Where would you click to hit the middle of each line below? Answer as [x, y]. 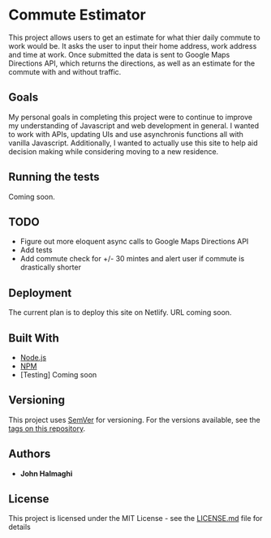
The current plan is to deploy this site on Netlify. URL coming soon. [120, 312]
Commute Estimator [77, 15]
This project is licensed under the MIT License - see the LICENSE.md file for [135, 519]
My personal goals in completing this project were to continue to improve [131, 117]
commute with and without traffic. [65, 71]
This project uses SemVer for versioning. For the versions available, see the [135, 420]
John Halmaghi [46, 473]
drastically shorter [50, 267]
